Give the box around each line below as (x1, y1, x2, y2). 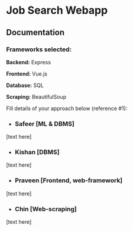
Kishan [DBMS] (14, 148, 60, 157)
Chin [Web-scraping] (14, 205, 77, 213)
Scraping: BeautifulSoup (6, 93, 67, 100)
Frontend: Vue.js (6, 70, 48, 77)
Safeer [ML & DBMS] (14, 120, 75, 128)
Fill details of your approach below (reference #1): (6, 105, 128, 112)
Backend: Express (6, 58, 51, 65)
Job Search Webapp (6, 4, 108, 17)
